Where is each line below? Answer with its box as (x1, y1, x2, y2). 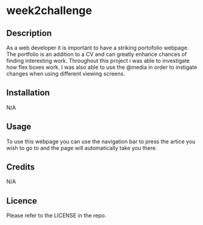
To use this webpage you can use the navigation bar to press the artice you (6, 138, 196, 145)
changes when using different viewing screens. (6, 70, 126, 77)
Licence (6, 196, 38, 206)
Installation (6, 88, 50, 98)
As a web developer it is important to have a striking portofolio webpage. (6, 44, 189, 51)
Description (6, 28, 52, 38)
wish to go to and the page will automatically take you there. (6, 144, 157, 151)
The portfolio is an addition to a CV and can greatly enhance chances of (6, 51, 187, 58)
